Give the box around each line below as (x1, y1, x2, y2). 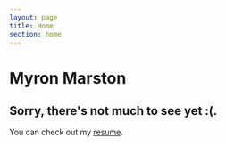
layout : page (9, 12, 58, 22)
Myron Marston (9, 68, 127, 88)
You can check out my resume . (9, 126, 123, 138)
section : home (9, 29, 63, 38)
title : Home (9, 21, 54, 30)
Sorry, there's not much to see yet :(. (9, 103, 218, 118)
